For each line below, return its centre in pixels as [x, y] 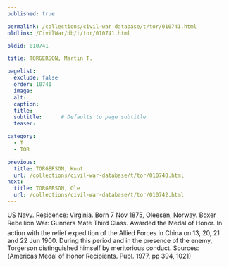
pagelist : [22, 71]
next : [15, 182]
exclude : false [36, 78]
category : [22, 137]
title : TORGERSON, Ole [47, 188]
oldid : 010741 [28, 46]
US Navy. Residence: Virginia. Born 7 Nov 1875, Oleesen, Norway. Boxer [112, 215]
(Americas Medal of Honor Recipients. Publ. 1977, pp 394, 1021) [99, 256]
